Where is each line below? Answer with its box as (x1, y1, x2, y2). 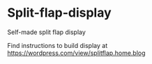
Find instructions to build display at (7, 41, 108, 49)
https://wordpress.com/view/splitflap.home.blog (7, 49, 146, 57)
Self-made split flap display (7, 28, 86, 36)
